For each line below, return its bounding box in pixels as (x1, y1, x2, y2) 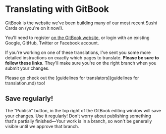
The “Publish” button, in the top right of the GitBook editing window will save (5, 107, 162, 113)
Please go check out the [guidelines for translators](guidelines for (5, 75, 140, 81)
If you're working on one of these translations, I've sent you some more (5, 49, 151, 55)
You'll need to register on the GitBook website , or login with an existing (5, 35, 150, 41)
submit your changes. (5, 65, 50, 71)
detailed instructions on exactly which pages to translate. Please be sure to (5, 54, 160, 60)
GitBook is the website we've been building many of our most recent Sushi (5, 20, 157, 26)
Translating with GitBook (5, 3, 109, 15)
